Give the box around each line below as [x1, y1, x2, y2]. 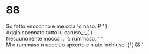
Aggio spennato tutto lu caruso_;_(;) [6, 28, 93, 35]
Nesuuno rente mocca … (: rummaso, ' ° [6, 35, 104, 42]
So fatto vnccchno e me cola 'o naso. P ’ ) [6, 23, 108, 30]
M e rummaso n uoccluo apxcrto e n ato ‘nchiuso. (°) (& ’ [6, 41, 143, 48]
